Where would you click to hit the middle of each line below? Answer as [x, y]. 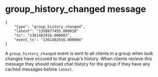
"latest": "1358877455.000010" [46, 31]
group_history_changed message [76, 9]
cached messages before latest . [39, 69]
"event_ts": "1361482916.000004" [49, 40]
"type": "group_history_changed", [50, 27]
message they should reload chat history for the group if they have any [78, 64]
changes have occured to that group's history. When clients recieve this [79, 59]
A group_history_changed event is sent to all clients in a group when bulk [79, 53]
